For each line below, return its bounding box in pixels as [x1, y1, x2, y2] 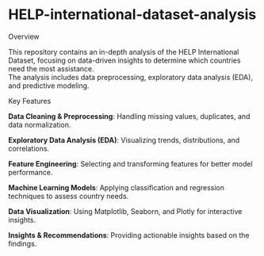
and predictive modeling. [8, 81, 90, 90]
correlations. [8, 143, 50, 153]
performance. [8, 167, 53, 177]
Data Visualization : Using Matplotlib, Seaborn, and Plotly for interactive [8, 206, 243, 216]
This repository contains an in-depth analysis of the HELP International [8, 47, 239, 56]
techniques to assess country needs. [8, 191, 129, 201]
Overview [8, 32, 40, 41]
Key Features [8, 96, 52, 105]
